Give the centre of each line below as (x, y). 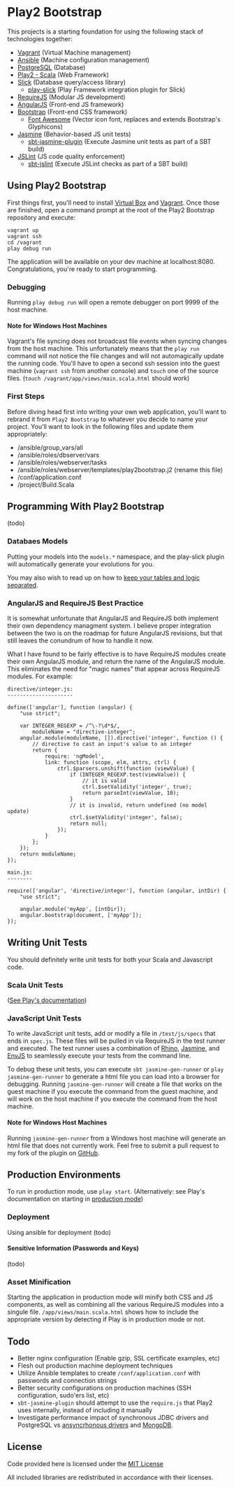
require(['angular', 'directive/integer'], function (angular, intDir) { (117, 891)
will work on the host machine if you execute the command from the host (112, 1099)
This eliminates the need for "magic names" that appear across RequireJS (114, 668)
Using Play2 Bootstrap (57, 186)
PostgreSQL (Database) (51, 67)
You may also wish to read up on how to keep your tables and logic (104, 578)
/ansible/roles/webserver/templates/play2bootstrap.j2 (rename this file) (120, 469)
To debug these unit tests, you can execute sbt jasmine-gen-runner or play (116, 1069)
